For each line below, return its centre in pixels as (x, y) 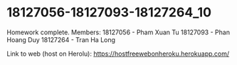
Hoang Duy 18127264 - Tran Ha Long (61, 39)
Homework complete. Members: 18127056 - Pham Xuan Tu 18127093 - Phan (118, 32)
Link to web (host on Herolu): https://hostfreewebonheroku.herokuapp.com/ (118, 54)
